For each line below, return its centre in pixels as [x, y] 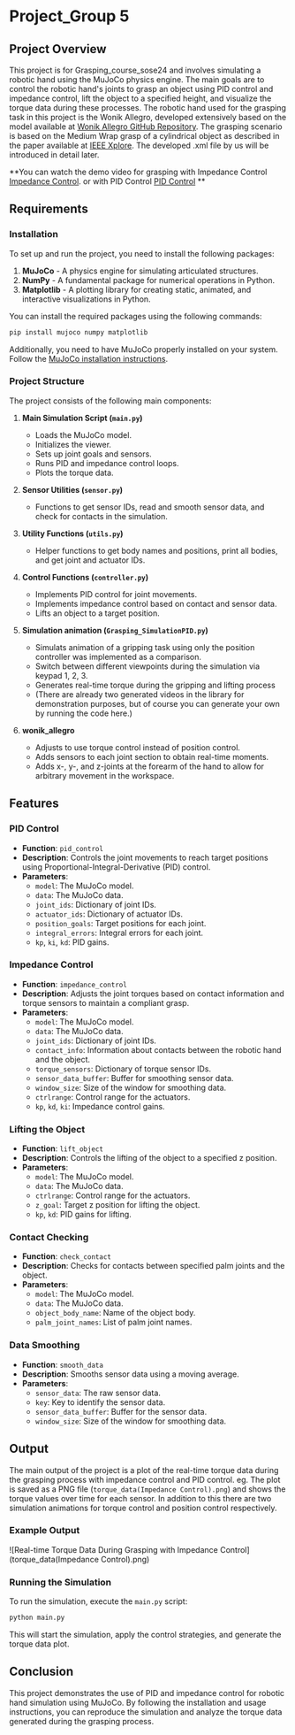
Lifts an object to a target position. [98, 613]
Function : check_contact [67, 1256]
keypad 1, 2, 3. [61, 675]
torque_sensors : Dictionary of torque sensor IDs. [123, 1069]
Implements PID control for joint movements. [116, 594]
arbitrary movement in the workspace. [105, 775]
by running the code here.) [83, 713]
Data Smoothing [45, 1345]
